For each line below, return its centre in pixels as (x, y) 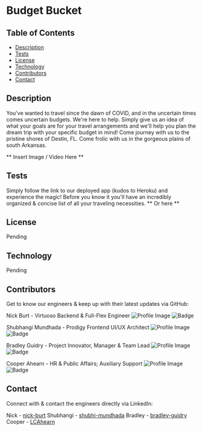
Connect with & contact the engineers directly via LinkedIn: (80, 403)
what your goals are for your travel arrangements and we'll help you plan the (101, 126)
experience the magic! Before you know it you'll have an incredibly (89, 196)
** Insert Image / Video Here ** (45, 157)
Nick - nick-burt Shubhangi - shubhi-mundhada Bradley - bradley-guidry (97, 415)
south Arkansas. (27, 145)
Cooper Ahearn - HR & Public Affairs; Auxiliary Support (74, 364)
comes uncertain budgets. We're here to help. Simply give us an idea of (95, 119)
